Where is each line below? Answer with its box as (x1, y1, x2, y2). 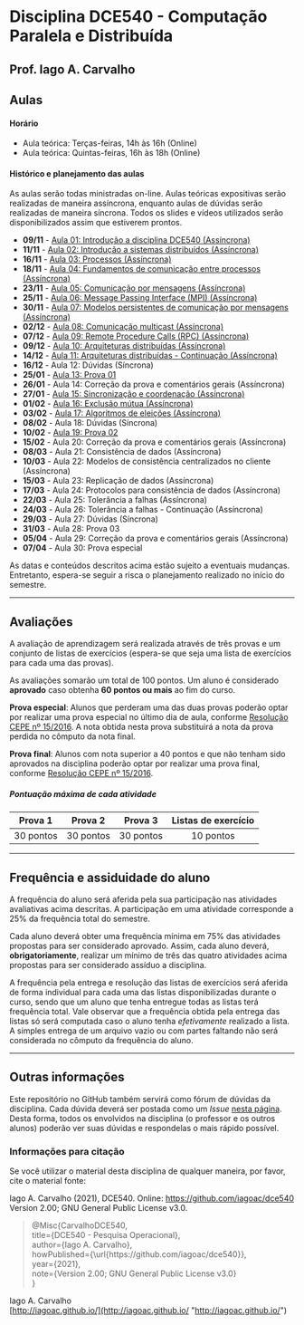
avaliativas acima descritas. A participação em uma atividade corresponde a (9, 903, 294, 914)
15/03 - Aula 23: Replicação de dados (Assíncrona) (22, 475, 214, 486)
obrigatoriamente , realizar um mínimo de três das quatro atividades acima (9, 949, 288, 961)
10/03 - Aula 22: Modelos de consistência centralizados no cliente (22, 456, 271, 467)
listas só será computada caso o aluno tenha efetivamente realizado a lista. (9, 1015, 290, 1026)
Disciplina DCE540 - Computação (9, 6, 268, 27)
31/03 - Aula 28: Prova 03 (22, 523, 120, 534)
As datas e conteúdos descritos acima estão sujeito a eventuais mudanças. (9, 560, 290, 571)
